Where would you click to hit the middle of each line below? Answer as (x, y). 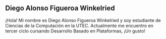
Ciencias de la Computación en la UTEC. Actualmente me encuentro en (79, 25)
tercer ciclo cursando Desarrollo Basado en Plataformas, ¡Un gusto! (75, 31)
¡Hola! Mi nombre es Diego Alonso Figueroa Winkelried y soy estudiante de (83, 20)
